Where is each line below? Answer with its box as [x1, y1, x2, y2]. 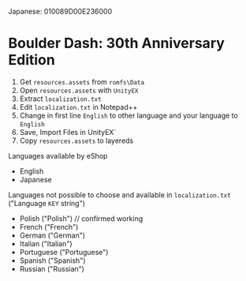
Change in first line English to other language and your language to [19, 111, 238, 120]
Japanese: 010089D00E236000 [8, 7, 113, 16]
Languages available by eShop [8, 151, 108, 160]
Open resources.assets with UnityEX [19, 85, 139, 95]
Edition [8, 51, 55, 69]
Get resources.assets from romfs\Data [19, 77, 144, 86]
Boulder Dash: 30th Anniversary [8, 35, 225, 52]
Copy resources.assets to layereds [19, 136, 134, 145]
